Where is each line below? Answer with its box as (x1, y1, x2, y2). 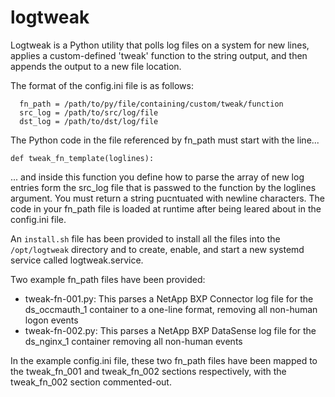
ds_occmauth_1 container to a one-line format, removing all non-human (24, 303, 318, 315)
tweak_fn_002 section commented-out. (10, 376, 172, 388)
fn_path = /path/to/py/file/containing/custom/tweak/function (19, 99, 284, 109)
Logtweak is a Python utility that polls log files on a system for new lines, (10, 39, 310, 51)
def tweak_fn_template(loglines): (10, 153, 155, 163)
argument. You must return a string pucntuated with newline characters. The (10, 192, 325, 204)
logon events (24, 314, 79, 326)
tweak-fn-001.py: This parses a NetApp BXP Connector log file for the (24, 292, 314, 305)
